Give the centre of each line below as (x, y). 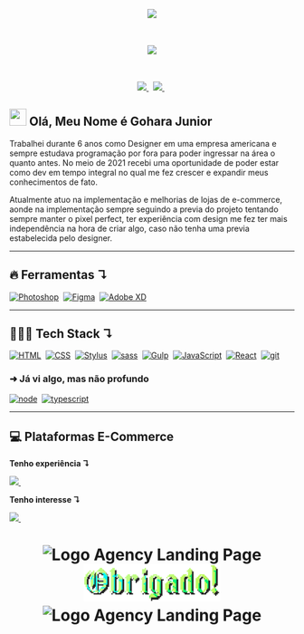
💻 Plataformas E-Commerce (92, 437)
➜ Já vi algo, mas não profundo (79, 379)
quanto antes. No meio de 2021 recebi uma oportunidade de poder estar (144, 162)
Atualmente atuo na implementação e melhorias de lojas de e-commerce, (146, 199)
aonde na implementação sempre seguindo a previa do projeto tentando (144, 209)
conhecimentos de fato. (53, 182)
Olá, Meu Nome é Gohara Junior (120, 122)
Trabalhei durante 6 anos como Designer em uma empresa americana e (143, 143)
